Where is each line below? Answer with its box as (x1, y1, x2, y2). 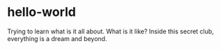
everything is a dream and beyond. (7, 34, 107, 42)
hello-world (7, 4, 77, 20)
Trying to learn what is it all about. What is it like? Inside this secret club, (7, 27, 214, 35)
